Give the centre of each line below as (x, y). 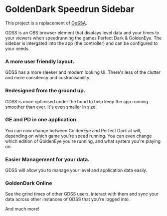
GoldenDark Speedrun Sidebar (70, 9)
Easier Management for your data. (47, 159)
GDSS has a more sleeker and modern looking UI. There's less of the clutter (83, 72)
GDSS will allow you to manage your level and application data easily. (76, 170)
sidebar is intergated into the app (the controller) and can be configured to (82, 43)
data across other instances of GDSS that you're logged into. (68, 199)
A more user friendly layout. (40, 61)
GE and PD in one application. (42, 120)
